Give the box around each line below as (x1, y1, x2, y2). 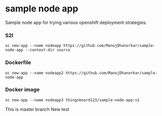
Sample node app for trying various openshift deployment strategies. (5, 19, 147, 25)
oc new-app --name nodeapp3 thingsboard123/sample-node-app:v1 (5, 98, 140, 103)
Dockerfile (5, 59, 31, 66)
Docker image (5, 86, 40, 93)
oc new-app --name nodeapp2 (5, 70, 64, 75)
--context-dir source (25, 48, 70, 53)
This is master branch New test (5, 106, 69, 112)
